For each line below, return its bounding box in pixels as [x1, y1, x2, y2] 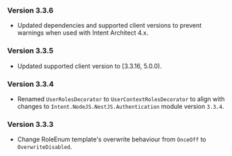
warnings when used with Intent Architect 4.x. [17, 28, 149, 37]
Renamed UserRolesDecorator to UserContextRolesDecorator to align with [17, 94, 225, 103]
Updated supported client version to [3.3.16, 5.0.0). [17, 62, 162, 70]
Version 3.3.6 [7, 6, 54, 15]
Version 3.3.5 [7, 46, 54, 55]
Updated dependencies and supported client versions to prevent [17, 21, 202, 30]
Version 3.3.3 [7, 119, 54, 129]
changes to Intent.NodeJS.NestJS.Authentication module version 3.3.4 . [17, 102, 224, 110]
